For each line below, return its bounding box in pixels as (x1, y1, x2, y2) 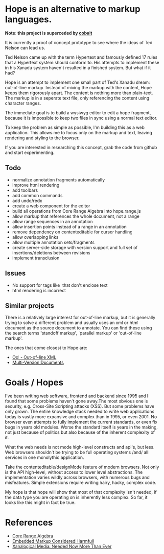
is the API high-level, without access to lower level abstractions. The (5, 469, 143, 475)
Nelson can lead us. (5, 45, 46, 50)
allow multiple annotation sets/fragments (12, 239, 94, 245)
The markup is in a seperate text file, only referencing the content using (5, 95, 150, 101)
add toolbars (12, 187, 38, 193)
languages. (5, 14, 52, 25)
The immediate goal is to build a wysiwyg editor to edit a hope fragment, (5, 109, 151, 116)
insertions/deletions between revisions (12, 250, 91, 255)
